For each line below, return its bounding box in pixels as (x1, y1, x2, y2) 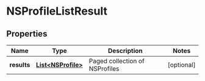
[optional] (167, 61, 196, 69)
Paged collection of (88, 57, 145, 65)
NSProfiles (88, 65, 120, 72)
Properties (6, 29, 48, 39)
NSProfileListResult (6, 4, 108, 18)
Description (107, 47, 143, 55)
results (9, 61, 31, 69)
